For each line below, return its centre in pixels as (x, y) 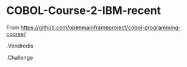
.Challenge (20, 57)
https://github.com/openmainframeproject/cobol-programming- (101, 27)
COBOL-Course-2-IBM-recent (84, 11)
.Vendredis (20, 46)
